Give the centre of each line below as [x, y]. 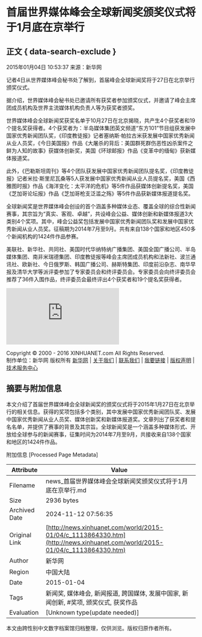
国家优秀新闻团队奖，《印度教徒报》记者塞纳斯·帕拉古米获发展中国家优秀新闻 [101, 135]
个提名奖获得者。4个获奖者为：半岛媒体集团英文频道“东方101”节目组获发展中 [101, 128]
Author [19, 561]
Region [19, 571]
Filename [22, 485]
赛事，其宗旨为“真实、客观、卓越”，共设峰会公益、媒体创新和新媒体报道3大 [100, 214]
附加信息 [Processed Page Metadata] [52, 455]
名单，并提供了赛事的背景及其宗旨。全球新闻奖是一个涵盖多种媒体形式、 [101, 427]
